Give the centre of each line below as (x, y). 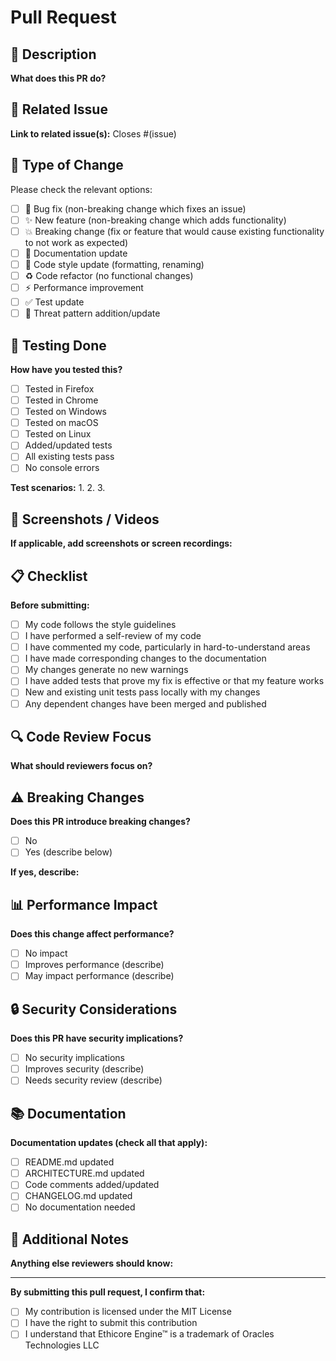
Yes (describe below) (68, 852)
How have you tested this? (66, 369)
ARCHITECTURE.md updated (84, 1173)
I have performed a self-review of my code (113, 636)
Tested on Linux (58, 434)
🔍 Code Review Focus (81, 736)
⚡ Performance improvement (84, 287)
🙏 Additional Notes (69, 1239)
